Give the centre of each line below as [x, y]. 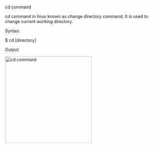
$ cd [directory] [21, 40]
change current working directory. [39, 22]
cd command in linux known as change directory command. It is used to [76, 16]
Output [12, 50]
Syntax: [13, 31]
